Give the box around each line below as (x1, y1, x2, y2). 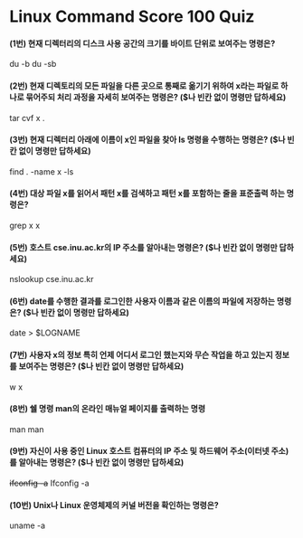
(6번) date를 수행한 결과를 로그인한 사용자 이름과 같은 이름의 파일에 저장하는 (9, 296, 276, 307)
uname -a (9, 520, 46, 531)
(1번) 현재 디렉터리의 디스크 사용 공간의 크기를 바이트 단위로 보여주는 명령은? (9, 38, 276, 49)
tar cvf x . (9, 112, 45, 123)
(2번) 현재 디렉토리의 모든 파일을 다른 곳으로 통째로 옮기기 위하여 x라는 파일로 (9, 80, 279, 91)
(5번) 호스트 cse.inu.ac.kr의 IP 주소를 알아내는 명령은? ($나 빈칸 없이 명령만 (9, 241, 278, 252)
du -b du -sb (9, 59, 57, 70)
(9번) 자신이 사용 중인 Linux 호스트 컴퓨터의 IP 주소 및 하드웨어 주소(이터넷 (9, 446, 270, 457)
